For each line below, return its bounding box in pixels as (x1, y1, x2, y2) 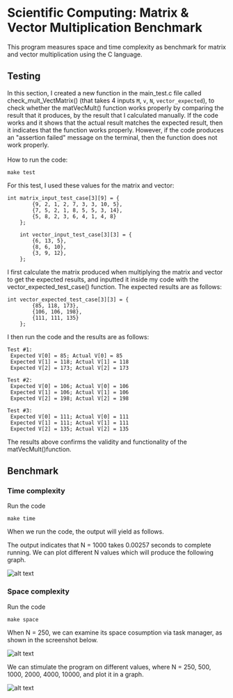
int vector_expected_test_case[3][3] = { (7, 296, 129, 303)
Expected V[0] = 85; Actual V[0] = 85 (10, 352, 123, 359)
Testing (7, 70, 41, 82)
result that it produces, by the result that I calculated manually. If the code (7, 111, 219, 119)
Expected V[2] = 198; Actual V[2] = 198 (10, 395, 129, 402)
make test (7, 169, 36, 176)
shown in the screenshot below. (7, 635, 99, 644)
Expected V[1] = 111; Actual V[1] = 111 (10, 419, 129, 426)
